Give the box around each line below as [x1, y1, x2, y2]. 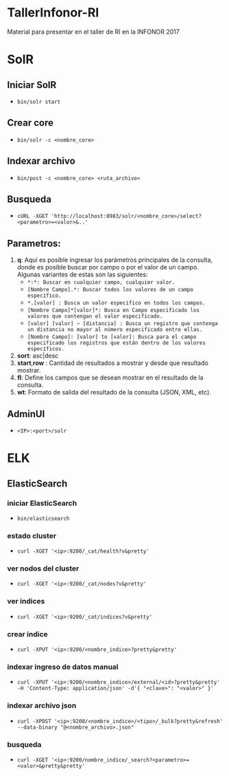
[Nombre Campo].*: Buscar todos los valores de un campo [27, 287, 194, 293]
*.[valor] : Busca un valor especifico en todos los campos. [27, 300, 206, 307]
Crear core [7, 117, 53, 129]
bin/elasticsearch [16, 515, 70, 522]
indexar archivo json [7, 701, 77, 711]
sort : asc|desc [16, 352, 59, 360]
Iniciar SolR [7, 79, 57, 91]
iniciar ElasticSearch [7, 498, 77, 508]
